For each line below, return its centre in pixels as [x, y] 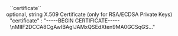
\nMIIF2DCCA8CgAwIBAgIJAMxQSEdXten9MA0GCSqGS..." [82, 27]
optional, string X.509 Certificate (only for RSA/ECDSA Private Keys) [89, 14]
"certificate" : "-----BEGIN [42, 21]
